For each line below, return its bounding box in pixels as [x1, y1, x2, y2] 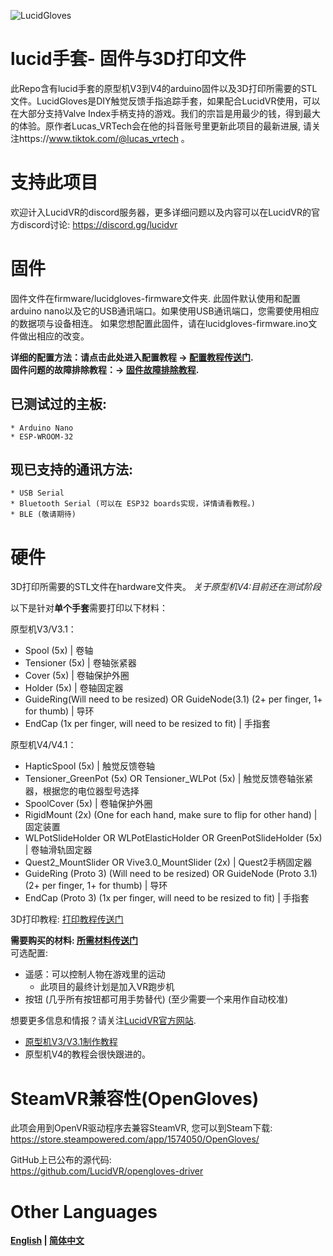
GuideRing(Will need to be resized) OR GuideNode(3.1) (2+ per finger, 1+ [24, 693, 323, 705]
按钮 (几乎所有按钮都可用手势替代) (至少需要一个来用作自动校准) [24, 993, 289, 1005]
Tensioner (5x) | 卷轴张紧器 [24, 657, 137, 669]
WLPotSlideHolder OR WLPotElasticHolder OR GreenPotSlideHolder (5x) [24, 832, 323, 844]
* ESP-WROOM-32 [10, 431, 74, 442]
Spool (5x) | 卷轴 [24, 645, 94, 657]
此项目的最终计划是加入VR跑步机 [39, 981, 175, 993]
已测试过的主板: [10, 396, 108, 413]
